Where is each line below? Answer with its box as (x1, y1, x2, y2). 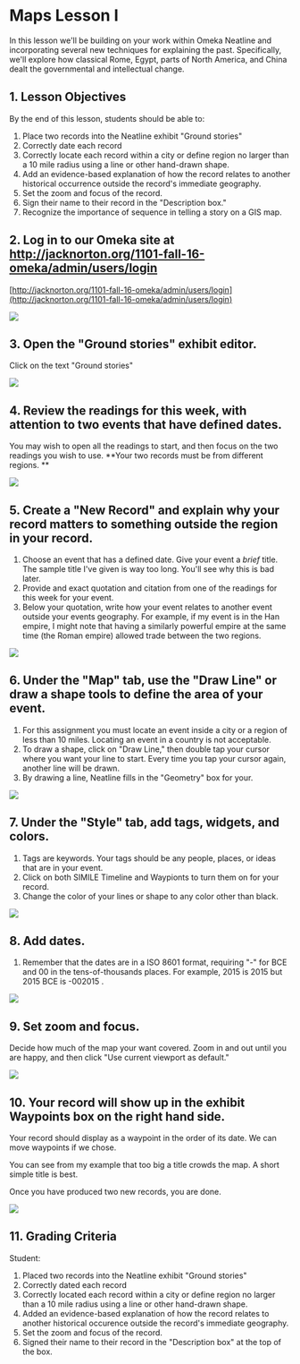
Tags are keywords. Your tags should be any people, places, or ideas (21, 852, 277, 864)
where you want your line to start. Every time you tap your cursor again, (21, 753, 287, 763)
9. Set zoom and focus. (9, 1019, 140, 1034)
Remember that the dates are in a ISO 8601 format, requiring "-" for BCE (21, 957, 287, 968)
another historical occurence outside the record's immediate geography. (21, 1317, 289, 1328)
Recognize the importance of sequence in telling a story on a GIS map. (21, 207, 283, 217)
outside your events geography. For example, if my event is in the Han (21, 611, 279, 622)
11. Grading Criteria (9, 1229, 118, 1244)
